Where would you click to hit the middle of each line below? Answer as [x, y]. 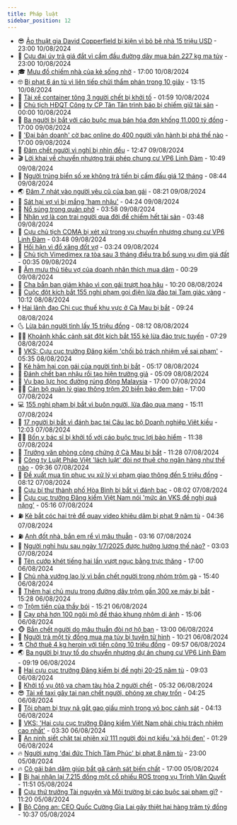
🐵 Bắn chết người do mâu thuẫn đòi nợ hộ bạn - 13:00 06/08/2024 [115, 629]
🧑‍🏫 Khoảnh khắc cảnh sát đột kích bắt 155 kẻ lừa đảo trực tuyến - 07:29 [122, 336]
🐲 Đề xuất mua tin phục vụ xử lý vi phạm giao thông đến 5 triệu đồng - [120, 475]
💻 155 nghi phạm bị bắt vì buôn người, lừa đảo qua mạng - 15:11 [110, 404]
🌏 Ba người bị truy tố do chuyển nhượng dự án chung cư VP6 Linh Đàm [122, 652]
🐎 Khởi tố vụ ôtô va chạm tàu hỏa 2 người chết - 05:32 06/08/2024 [115, 685]
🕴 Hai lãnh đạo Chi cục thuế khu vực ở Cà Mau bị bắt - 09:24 [105, 307]
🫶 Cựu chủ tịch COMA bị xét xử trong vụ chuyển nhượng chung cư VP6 [121, 231]
